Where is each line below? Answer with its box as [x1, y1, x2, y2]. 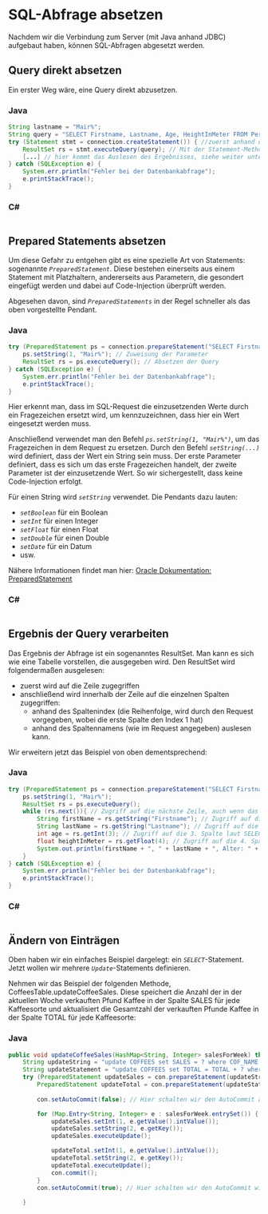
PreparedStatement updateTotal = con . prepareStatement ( [37, 1081, 227, 1089]
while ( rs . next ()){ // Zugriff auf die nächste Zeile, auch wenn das [22, 807, 259, 816]
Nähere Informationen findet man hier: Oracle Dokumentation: [8, 566, 211, 575]
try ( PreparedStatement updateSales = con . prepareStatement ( [22, 1073, 230, 1081]
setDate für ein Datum [19, 542, 93, 551]
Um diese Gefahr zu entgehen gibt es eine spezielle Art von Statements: [8, 256, 246, 265]
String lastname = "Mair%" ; [8, 123, 102, 131]
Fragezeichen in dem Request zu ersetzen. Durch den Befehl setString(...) [8, 443, 260, 452]
